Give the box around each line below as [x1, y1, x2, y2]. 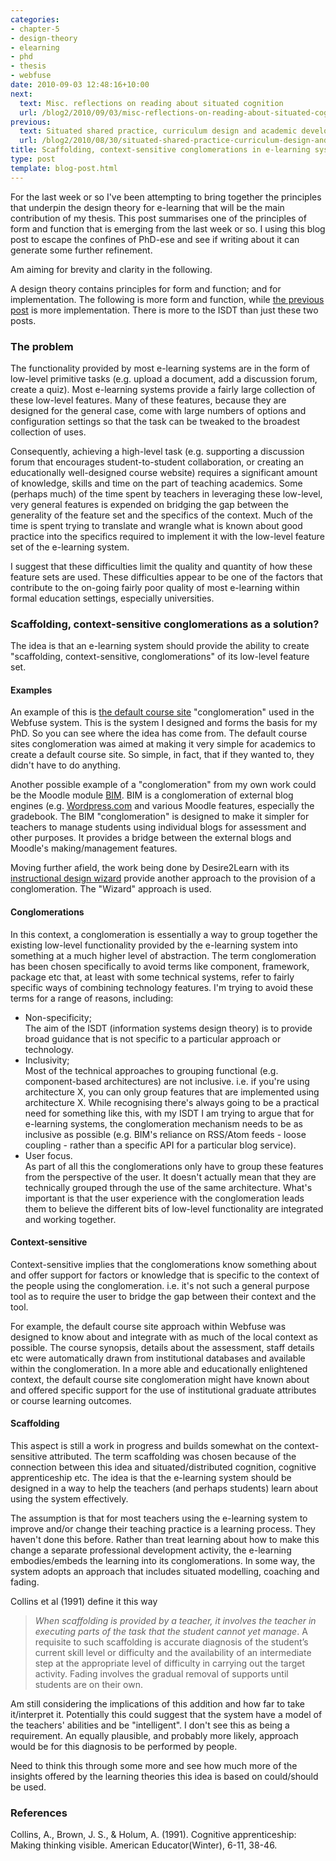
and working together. [24, 1213, 117, 1225]
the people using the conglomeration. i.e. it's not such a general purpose [10, 1279, 310, 1291]
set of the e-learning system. [10, 541, 130, 553]
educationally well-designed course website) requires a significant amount [10, 466, 318, 478]
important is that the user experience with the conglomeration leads [24, 1192, 305, 1204]
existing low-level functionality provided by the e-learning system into [10, 939, 298, 951]
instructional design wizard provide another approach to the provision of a [10, 872, 316, 885]
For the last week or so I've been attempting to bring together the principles [10, 191, 322, 203]
